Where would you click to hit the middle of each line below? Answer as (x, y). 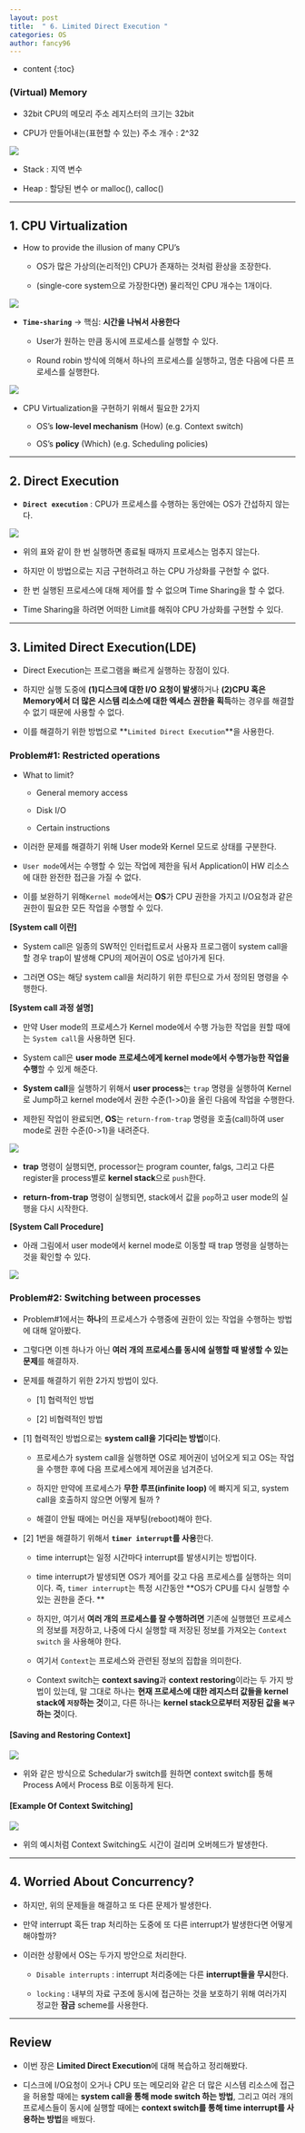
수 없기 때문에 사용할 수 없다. (74, 712)
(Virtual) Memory (49, 93)
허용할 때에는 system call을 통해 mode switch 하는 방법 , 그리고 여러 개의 (163, 2096)
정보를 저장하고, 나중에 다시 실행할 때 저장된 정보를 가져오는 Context (167, 1629)
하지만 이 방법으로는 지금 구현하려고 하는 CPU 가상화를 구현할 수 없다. (146, 571)
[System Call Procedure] (57, 1227)
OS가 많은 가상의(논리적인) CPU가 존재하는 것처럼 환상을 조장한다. (153, 266)
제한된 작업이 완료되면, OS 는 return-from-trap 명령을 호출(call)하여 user (153, 1119)
